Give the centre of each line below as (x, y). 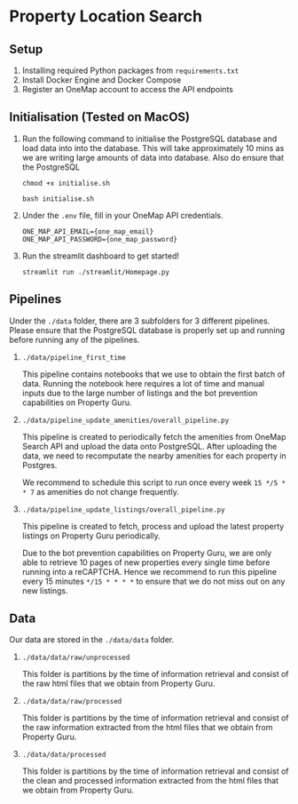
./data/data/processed (64, 755)
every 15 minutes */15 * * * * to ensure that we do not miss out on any (153, 581)
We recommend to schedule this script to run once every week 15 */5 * (154, 482)
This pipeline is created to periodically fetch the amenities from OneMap (154, 436)
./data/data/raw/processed (72, 702)
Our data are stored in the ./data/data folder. (92, 640)
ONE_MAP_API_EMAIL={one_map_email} (88, 231)
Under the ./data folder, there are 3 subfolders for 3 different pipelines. (140, 321)
